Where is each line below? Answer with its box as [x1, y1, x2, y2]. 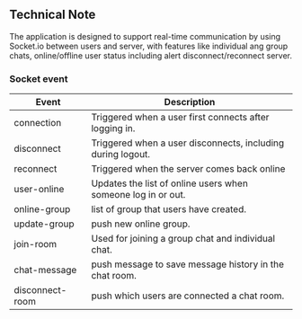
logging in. [91, 122, 136, 135]
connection [13, 117, 62, 129]
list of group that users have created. [91, 203, 247, 216]
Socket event [9, 72, 68, 84]
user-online [13, 183, 65, 196]
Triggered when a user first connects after [91, 111, 270, 124]
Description [164, 96, 216, 109]
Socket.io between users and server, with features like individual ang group [9, 40, 289, 51]
